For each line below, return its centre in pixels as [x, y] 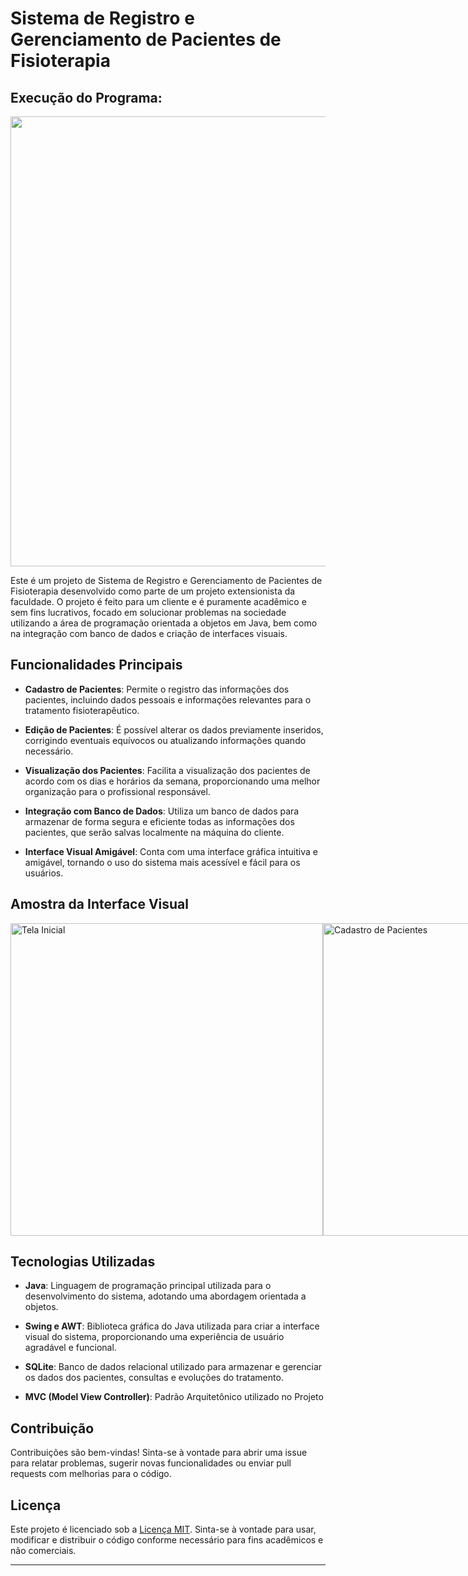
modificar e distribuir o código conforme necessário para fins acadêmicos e [167, 1540]
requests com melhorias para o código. [91, 1474]
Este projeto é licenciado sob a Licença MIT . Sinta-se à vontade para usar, [163, 1529]
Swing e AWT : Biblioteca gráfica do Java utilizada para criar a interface [172, 1326]
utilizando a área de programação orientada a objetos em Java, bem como [164, 623]
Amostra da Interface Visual [99, 904]
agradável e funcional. [70, 1348]
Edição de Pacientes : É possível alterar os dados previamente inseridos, [174, 729]
